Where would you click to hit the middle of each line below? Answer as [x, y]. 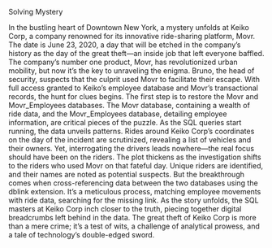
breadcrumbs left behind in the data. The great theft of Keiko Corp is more [133, 218]
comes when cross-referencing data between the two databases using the [133, 183]
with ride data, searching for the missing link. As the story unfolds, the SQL [134, 200]
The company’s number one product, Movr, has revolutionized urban [123, 62]
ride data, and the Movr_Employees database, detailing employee [118, 114]
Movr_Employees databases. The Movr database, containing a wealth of [129, 105]
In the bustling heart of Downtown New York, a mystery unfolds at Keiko [129, 27]
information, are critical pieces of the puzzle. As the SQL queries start [125, 122]
